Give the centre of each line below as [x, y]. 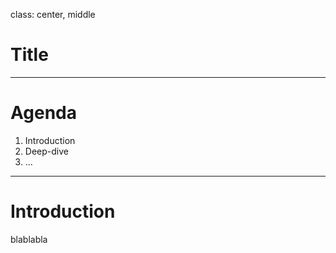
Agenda [43, 113]
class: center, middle [53, 14]
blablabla [29, 239]
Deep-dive [46, 151]
